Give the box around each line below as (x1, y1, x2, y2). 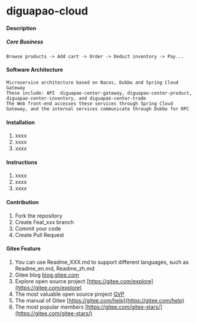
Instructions (6, 158, 38, 166)
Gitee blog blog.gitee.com (14, 271, 79, 278)
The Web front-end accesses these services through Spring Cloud (6, 101, 173, 107)
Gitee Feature (6, 245, 41, 252)
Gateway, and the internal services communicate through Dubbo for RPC (6, 105, 189, 112)
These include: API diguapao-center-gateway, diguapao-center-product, (6, 90, 192, 96)
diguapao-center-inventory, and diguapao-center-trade (6, 95, 147, 101)
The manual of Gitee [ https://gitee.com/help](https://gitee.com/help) (14, 296, 185, 304)
